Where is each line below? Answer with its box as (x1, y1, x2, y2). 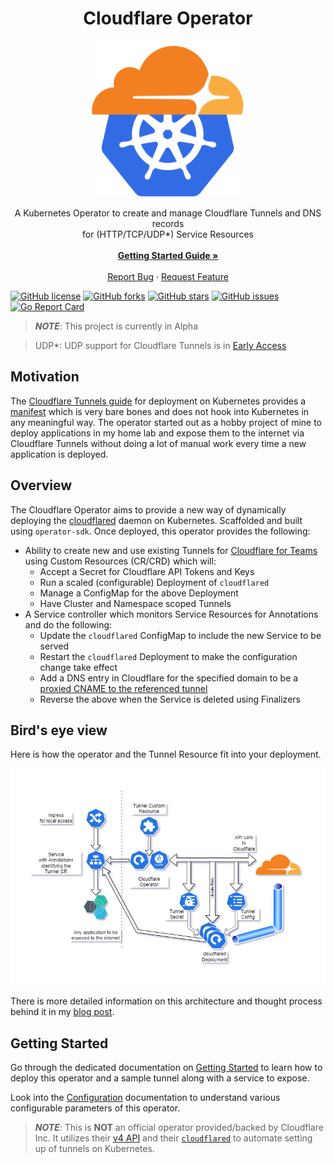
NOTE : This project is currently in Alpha (34, 320, 198, 332)
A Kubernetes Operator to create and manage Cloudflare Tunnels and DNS (14, 207, 322, 219)
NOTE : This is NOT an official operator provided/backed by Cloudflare (34, 1122, 324, 1134)
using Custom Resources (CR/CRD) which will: (24, 555, 217, 567)
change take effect (39, 661, 118, 673)
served (39, 640, 69, 652)
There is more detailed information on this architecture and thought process (10, 995, 323, 1007)
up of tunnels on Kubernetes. (34, 1143, 155, 1155)
